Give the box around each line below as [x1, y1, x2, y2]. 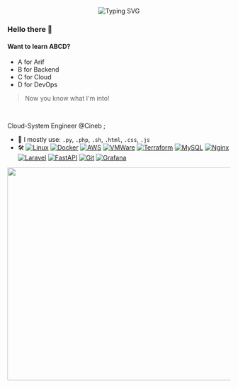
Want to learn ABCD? [7, 42, 71, 50]
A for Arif [17, 57, 45, 67]
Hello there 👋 [7, 24, 53, 34]
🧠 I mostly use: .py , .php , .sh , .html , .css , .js [17, 135, 150, 144]
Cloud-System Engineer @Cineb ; [7, 121, 106, 131]
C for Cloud [17, 73, 52, 82]
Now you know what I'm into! [24, 94, 110, 103]
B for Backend [17, 65, 59, 74]
